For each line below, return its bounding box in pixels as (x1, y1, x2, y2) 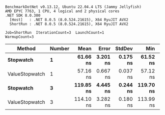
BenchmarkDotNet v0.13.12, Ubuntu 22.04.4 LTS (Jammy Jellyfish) (5, 4, 141, 9)
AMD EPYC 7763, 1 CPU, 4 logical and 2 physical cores (5, 9, 120, 14)
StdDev (115, 45, 133, 52)
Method (17, 45, 36, 52)
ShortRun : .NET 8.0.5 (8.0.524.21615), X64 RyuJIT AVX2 (9, 22, 129, 26)
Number (50, 45, 70, 52)
